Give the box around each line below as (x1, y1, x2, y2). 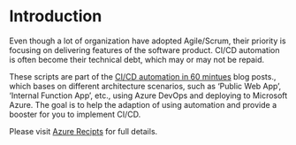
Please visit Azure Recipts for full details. (9, 126, 158, 136)
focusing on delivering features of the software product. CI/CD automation (9, 44, 280, 55)
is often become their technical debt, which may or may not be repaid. (9, 54, 265, 65)
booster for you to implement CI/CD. (9, 109, 141, 119)
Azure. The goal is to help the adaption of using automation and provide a (9, 99, 277, 110)
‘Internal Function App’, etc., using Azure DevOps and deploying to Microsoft (9, 90, 288, 101)
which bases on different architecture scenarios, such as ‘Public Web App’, (9, 80, 282, 91)
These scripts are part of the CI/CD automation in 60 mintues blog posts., (9, 71, 277, 81)
